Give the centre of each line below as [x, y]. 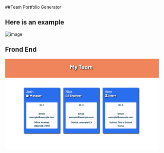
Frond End [21, 50]
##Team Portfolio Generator [33, 7]
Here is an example [35, 22]
